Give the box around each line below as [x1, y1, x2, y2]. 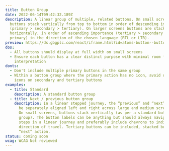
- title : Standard [10, 87, 49, 92]
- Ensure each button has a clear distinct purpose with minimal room [10, 54, 161, 59]
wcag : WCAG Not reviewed [5, 138, 57, 143]
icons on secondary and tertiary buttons [14, 78, 102, 83]
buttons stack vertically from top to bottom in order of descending [10, 21, 158, 27]
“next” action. [18, 129, 51, 134]
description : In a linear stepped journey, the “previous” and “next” [14, 101, 165, 106]
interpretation [14, 59, 46, 64]
